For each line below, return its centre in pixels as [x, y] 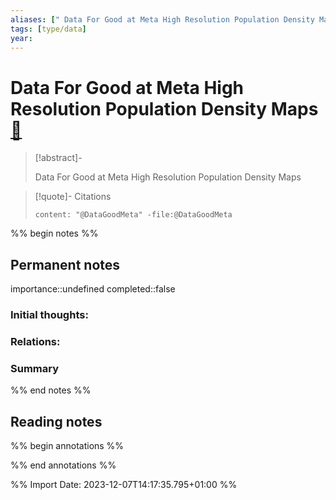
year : [21, 38]
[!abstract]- [58, 158]
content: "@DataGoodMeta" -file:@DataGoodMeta [133, 215]
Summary [35, 368]
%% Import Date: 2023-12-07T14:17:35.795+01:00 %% [124, 485]
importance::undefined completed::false [93, 289]
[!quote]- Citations [73, 197]
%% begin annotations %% [67, 446]
